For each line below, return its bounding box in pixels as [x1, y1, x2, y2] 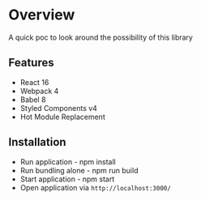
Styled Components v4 [19, 103, 97, 113]
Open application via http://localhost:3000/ [19, 182, 172, 192]
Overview [8, 6, 75, 24]
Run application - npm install [19, 156, 116, 167]
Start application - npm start [19, 174, 115, 184]
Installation [8, 135, 66, 149]
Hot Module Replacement [19, 112, 105, 121]
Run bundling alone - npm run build [19, 165, 139, 175]
